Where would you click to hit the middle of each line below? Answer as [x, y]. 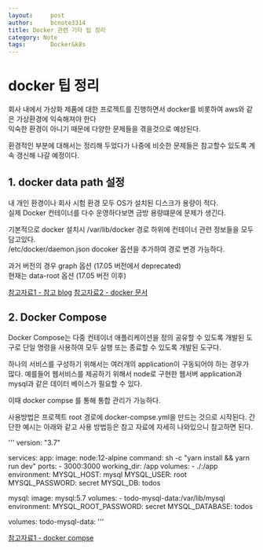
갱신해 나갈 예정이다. [48, 156]
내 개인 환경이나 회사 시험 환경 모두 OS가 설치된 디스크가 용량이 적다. [113, 203]
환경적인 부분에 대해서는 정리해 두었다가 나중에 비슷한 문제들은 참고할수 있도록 [128, 145]
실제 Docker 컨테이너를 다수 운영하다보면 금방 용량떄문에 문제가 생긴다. [117, 212]
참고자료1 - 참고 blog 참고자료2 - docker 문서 [78, 292]
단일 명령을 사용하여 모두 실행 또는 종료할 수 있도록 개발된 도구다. [122, 347]
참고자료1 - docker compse [51, 537]
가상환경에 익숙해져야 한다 [56, 119]
